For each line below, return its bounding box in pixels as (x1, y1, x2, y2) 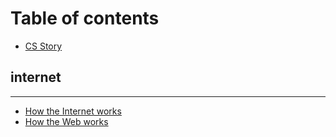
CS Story (24, 40, 63, 52)
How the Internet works (24, 105, 122, 117)
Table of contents (10, 7, 160, 30)
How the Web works (24, 115, 109, 127)
